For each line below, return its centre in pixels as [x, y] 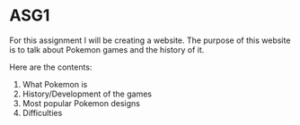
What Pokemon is [55, 84]
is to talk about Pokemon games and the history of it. [107, 49]
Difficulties [42, 112]
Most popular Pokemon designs [81, 103]
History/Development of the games [87, 94]
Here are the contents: [51, 67]
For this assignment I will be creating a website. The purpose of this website [150, 40]
